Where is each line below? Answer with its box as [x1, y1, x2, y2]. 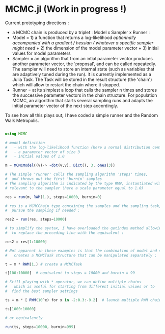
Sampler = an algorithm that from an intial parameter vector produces [12, 55, 153, 61]
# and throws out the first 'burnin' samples [5, 177, 102, 182]
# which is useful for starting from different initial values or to [5, 284, 155, 289]
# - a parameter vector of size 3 [5, 149, 80, 154]
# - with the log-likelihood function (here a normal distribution [5, 145, 151, 150]
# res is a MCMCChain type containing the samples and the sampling [5, 203, 148, 208]
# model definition [5, 140, 45, 145]
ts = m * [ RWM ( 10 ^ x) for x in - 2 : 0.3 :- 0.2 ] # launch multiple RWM [5, 297, 148, 302]
